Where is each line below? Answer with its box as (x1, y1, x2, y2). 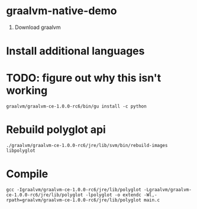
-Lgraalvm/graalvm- (144, 187, 192, 192)
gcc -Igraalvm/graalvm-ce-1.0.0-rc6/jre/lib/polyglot (6, 187, 142, 192)
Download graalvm (14, 24, 61, 31)
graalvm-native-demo (6, 4, 117, 18)
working (6, 84, 48, 97)
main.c (144, 197, 160, 203)
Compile (6, 167, 49, 181)
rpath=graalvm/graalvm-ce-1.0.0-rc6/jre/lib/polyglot (6, 197, 142, 203)
